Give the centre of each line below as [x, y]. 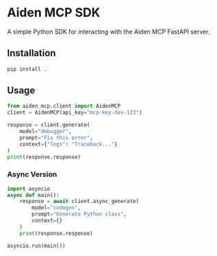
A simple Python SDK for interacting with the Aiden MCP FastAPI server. [108, 32]
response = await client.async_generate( [79, 201]
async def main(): [33, 195]
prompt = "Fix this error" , [56, 138]
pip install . [27, 69]
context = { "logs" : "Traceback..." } [68, 144]
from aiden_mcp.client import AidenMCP [64, 106]
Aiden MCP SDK [54, 13]
